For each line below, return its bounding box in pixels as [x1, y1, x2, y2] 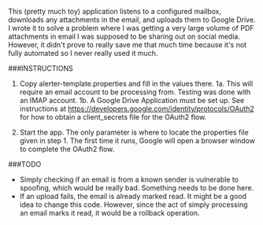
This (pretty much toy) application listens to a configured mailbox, [8, 7, 222, 16]
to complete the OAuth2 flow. [19, 145, 115, 153]
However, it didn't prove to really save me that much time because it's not [8, 40, 246, 50]
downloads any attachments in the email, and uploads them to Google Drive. [8, 15, 256, 24]
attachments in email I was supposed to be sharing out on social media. [8, 31, 240, 41]
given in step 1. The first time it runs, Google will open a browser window [19, 136, 256, 145]
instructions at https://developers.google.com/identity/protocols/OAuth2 [19, 104, 254, 113]
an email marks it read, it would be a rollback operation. [19, 208, 200, 217]
